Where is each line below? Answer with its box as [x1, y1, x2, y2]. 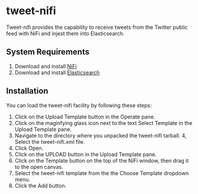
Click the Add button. [14, 182, 67, 189]
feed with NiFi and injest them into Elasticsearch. [6, 29, 125, 37]
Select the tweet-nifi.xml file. [14, 138, 85, 145]
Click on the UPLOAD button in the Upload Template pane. [14, 150, 157, 157]
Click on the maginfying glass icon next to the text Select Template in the [14, 119, 193, 126]
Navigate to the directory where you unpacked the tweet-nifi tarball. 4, [14, 131, 187, 139]
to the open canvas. [14, 163, 64, 170]
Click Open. [14, 144, 44, 152]
